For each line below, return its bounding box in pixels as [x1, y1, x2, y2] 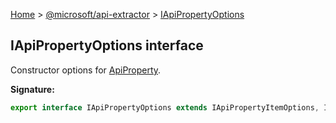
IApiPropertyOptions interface [10, 37, 204, 54]
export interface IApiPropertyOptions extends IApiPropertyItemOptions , [10, 102, 320, 113]
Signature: [10, 83, 55, 95]
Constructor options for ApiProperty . [10, 64, 162, 76]
